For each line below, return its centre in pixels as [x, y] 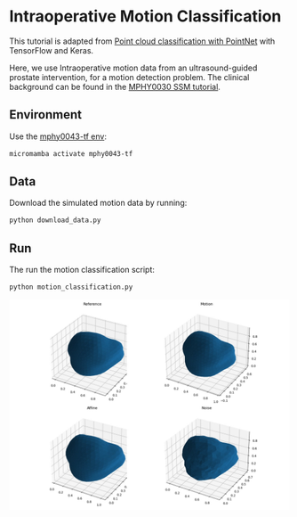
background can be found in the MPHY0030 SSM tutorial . [115, 86]
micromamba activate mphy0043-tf [71, 153]
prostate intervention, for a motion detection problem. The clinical [129, 77]
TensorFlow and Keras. [52, 50]
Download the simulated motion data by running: [98, 203]
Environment [46, 115]
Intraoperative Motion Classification [145, 16]
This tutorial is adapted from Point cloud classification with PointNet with [142, 41]
